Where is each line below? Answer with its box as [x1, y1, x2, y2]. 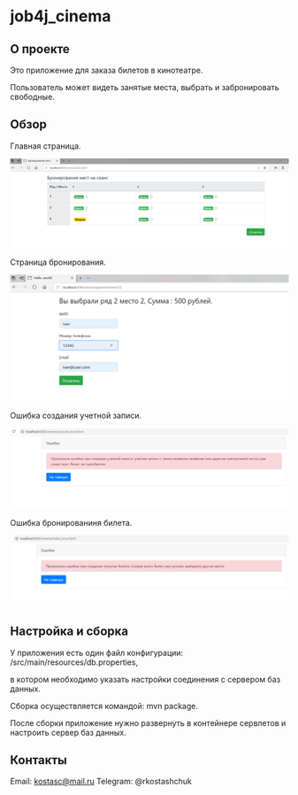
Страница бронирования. [10, 257, 107, 267]
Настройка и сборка [10, 624, 129, 639]
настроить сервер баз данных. [10, 727, 126, 737]
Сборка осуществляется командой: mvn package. [10, 700, 198, 711]
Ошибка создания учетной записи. [10, 410, 142, 421]
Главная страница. [10, 140, 81, 151]
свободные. [10, 91, 56, 102]
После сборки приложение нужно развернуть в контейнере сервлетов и [10, 717, 287, 728]
